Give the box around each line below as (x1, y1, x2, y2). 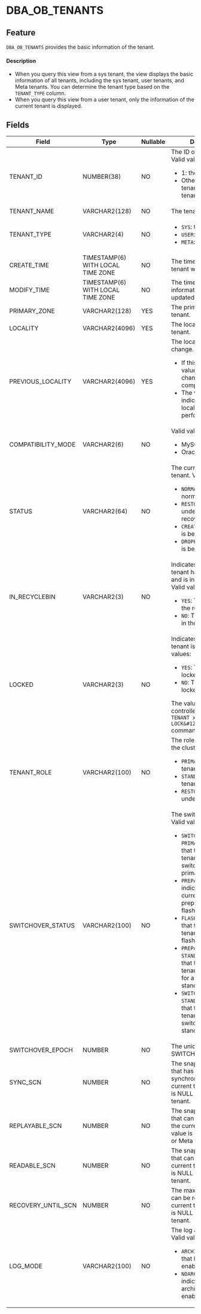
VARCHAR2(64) (83, 507, 128, 516)
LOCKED (9, 681, 34, 689)
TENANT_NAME (9, 207, 54, 215)
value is (170, 1129, 193, 1138)
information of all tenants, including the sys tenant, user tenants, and (14, 77, 184, 84)
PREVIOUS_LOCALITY (9, 378, 72, 386)
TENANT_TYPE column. (14, 89, 66, 97)
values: (170, 649, 191, 658)
